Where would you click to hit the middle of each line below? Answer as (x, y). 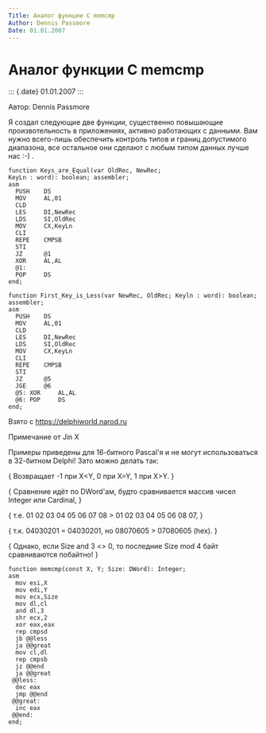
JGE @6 (33, 386)
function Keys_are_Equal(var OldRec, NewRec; (85, 171)
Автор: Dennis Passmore (49, 107)
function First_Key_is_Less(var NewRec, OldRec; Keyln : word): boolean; (133, 296)
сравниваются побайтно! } (53, 555)
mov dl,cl (31, 604)
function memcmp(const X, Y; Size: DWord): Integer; (97, 569)
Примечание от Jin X (44, 437)
